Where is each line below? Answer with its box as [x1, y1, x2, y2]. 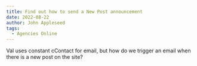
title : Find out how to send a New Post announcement [6, 8, 143, 15]
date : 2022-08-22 [6, 14, 50, 20]
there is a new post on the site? [6, 54, 84, 61]
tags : [6, 25, 20, 32]
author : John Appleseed [6, 20, 66, 26]
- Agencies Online [11, 31, 58, 37]
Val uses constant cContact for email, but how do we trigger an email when [6, 47, 191, 54]
